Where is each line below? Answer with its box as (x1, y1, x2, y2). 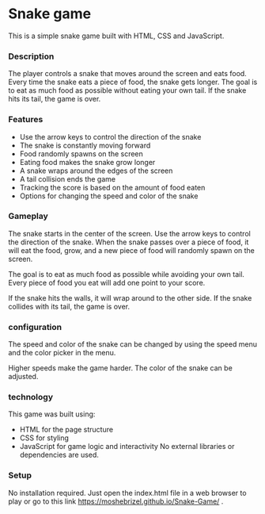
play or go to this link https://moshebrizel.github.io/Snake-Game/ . (8, 497, 224, 506)
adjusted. (8, 372, 39, 382)
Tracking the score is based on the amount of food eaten (19, 182, 206, 192)
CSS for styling (19, 433, 70, 443)
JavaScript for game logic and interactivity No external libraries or (19, 442, 235, 451)
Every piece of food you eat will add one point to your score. (8, 278, 206, 287)
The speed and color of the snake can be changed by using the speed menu (8, 339, 257, 349)
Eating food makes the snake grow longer (19, 157, 156, 167)
